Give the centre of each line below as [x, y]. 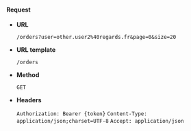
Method [28, 75]
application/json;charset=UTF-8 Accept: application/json [100, 121]
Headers [29, 100]
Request [19, 10]
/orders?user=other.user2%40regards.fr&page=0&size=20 [96, 38]
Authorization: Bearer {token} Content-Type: [82, 114]
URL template [36, 50]
